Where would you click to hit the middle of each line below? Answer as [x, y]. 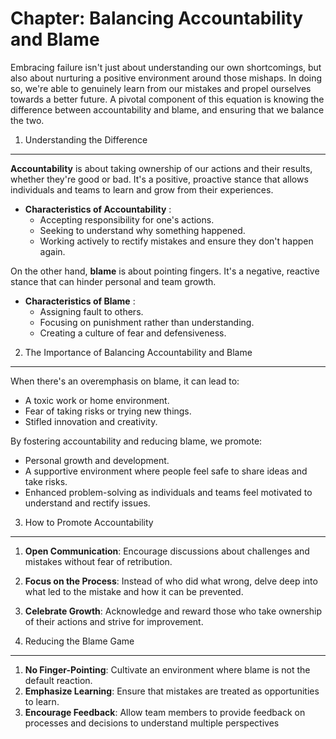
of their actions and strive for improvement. [114, 621]
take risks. [46, 481]
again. [52, 251]
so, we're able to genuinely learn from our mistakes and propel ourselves [161, 88]
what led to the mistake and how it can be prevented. [134, 591]
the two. [27, 120]
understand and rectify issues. [87, 503]
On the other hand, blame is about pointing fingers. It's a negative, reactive [165, 271]
